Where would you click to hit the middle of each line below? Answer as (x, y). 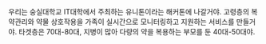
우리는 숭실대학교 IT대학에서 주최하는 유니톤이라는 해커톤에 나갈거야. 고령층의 (129, 12)
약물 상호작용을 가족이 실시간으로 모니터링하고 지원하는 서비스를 (135, 22)
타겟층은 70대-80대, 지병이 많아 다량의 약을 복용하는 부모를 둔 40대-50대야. (137, 32)
